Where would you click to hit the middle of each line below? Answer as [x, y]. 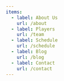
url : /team [30, 35]
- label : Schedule [35, 40]
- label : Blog [29, 52]
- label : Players [33, 29]
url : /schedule [36, 46]
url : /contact [34, 69]
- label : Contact [33, 63]
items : [14, 12]
